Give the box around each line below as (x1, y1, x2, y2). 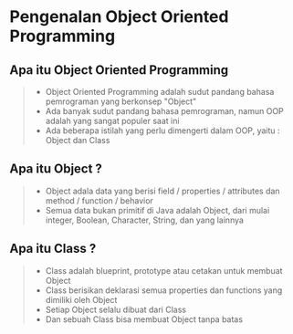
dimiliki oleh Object (45, 294, 118, 305)
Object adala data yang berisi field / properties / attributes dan (45, 185, 280, 196)
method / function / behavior (45, 194, 153, 206)
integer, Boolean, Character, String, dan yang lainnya (45, 214, 245, 225)
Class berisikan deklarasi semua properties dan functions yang (45, 285, 283, 296)
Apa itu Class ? (9, 241, 97, 256)
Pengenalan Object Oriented (9, 6, 229, 27)
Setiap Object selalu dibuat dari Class (45, 304, 187, 315)
